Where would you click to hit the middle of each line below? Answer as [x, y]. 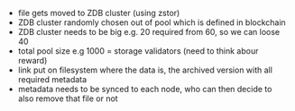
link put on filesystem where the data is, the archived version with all [145, 70]
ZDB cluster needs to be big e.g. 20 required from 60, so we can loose [149, 32]
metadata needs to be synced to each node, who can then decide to [145, 89]
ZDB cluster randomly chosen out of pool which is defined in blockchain [152, 22]
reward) [32, 60]
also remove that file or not [68, 98]
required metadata [52, 79]
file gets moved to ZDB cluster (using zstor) [99, 13]
